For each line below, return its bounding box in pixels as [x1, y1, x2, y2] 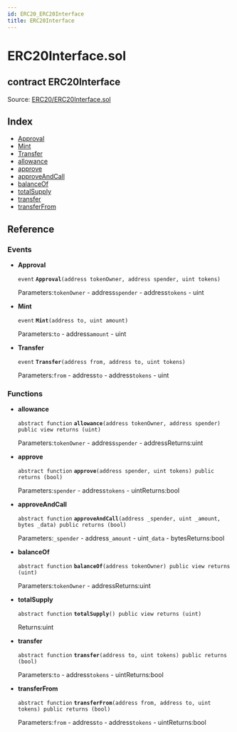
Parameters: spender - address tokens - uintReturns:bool [17, 486, 180, 495]
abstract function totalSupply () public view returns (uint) [17, 610, 201, 618]
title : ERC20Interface [7, 17, 75, 24]
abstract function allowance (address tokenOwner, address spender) [17, 420, 221, 427]
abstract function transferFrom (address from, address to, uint [17, 699, 211, 707]
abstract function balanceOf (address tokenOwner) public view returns [17, 563, 231, 570]
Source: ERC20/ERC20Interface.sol [7, 95, 112, 103]
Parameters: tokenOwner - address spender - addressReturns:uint [17, 439, 204, 447]
